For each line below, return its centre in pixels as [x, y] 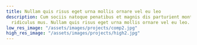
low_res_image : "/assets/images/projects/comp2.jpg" [72, 28]
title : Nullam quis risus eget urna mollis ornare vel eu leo [84, 11]
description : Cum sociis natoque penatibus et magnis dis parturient [93, 17]
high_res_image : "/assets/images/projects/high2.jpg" [73, 33]
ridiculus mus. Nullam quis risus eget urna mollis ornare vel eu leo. [101, 22]
